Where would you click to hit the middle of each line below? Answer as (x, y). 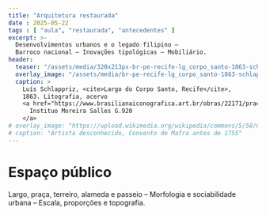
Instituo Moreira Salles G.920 (81, 111)
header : (21, 60)
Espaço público (60, 172)
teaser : (28, 67)
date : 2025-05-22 (38, 23)
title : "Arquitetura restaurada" (63, 15)
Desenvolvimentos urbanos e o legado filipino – (97, 45)
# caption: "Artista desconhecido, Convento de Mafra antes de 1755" (125, 133)
